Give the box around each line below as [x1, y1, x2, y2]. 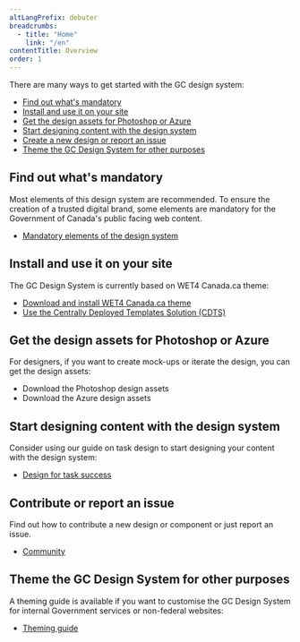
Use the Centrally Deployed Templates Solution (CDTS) [21, 306, 227, 318]
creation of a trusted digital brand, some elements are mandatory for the [9, 203, 276, 214]
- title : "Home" [17, 30, 78, 39]
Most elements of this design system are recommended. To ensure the [9, 193, 270, 204]
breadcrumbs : [9, 21, 58, 30]
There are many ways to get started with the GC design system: [9, 80, 244, 90]
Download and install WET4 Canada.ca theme [21, 297, 192, 308]
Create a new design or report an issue [21, 135, 167, 145]
